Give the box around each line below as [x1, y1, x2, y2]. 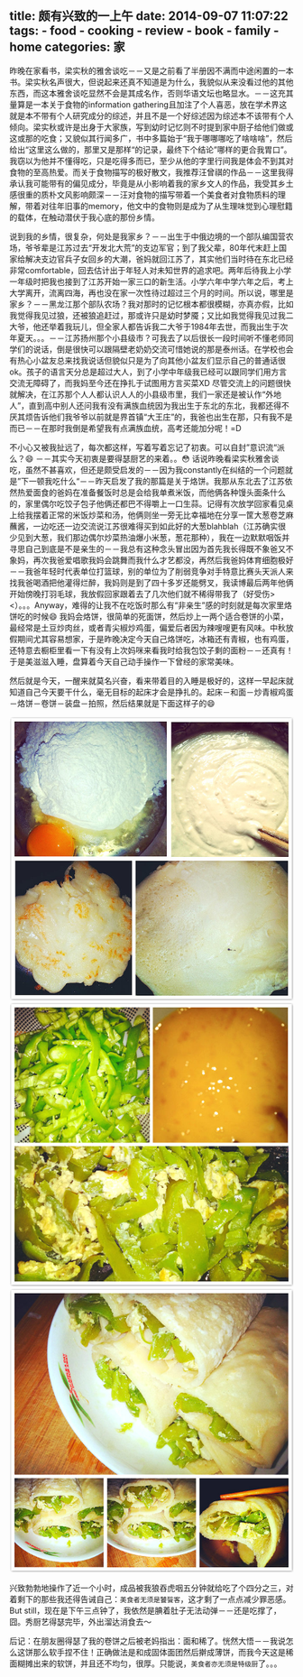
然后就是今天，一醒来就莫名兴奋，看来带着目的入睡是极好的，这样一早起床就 [9, 675, 294, 686]
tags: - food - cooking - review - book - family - [9, 23, 280, 39]
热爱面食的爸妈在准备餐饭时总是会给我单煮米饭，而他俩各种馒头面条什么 [16, 486, 286, 498]
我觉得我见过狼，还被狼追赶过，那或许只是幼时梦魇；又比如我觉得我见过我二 [9, 309, 294, 320]
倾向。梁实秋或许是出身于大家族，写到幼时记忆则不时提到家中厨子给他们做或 [9, 121, 294, 133]
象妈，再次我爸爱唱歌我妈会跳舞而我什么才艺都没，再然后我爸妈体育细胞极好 [9, 554, 294, 566]
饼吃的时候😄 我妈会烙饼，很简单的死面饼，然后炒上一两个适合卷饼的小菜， [9, 611, 289, 622]
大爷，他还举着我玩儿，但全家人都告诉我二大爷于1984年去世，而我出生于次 [9, 321, 289, 332]
